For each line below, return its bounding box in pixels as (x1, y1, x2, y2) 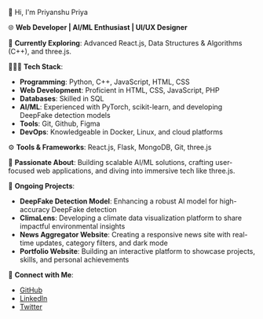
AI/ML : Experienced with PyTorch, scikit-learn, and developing (19, 102, 223, 112)
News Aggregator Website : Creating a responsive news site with (19, 230, 231, 239)
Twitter (19, 302, 43, 311)
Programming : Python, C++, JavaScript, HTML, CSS (19, 77, 190, 86)
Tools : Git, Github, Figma (19, 119, 100, 128)
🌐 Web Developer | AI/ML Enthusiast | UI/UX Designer (8, 23, 188, 31)
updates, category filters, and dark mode (35, 238, 169, 247)
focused (8, 166, 35, 175)
